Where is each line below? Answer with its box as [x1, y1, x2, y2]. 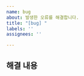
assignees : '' [6, 31, 42, 37]
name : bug [6, 8, 31, 15]
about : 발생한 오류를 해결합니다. [6, 14, 79, 21]
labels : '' [6, 25, 34, 32]
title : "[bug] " [6, 20, 47, 26]
